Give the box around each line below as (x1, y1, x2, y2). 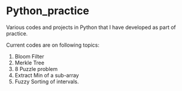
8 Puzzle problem (14, 65, 58, 72)
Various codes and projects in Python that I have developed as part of (6, 24, 176, 31)
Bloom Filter (14, 53, 44, 60)
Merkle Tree (14, 59, 44, 66)
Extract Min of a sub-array (14, 71, 79, 79)
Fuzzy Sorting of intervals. (14, 78, 79, 85)
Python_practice (6, 4, 90, 18)
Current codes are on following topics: (6, 41, 99, 48)
